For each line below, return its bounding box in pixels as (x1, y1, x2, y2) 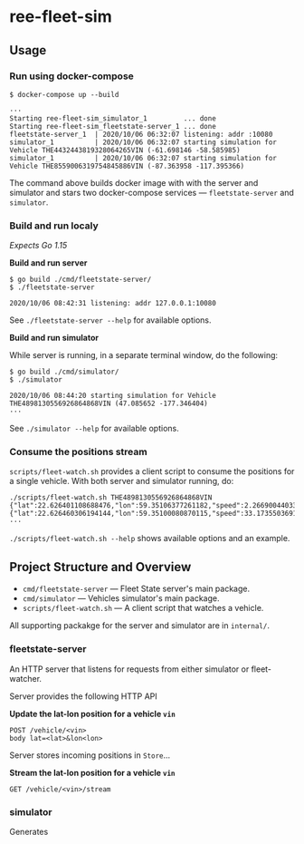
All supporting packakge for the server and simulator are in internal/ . (9, 620, 270, 631)
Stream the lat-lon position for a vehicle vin (9, 767, 176, 778)
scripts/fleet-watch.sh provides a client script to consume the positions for (9, 466, 295, 477)
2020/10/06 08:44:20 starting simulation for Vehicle (9, 392, 217, 401)
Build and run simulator (9, 333, 100, 344)
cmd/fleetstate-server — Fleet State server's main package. (22, 583, 251, 595)
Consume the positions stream (9, 446, 147, 459)
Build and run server (9, 257, 88, 268)
